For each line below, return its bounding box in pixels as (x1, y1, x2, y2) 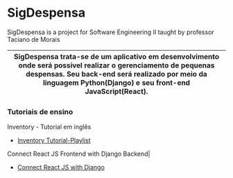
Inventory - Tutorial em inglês (7, 123, 92, 131)
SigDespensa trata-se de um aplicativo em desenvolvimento (13, 51, 220, 61)
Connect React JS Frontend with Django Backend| (7, 149, 150, 158)
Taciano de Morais (7, 35, 60, 43)
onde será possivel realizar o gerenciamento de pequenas (18, 60, 215, 70)
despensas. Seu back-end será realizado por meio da (25, 69, 208, 79)
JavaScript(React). (85, 86, 148, 96)
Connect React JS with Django (17, 163, 105, 172)
